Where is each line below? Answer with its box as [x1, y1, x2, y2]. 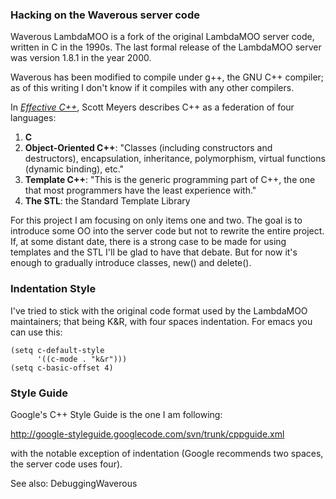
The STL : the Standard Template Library [24, 195, 191, 207]
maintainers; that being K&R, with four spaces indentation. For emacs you [10, 315, 313, 327]
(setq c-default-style [10, 345, 105, 355]
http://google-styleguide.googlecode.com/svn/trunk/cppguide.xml [10, 428, 285, 440]
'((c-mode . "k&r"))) [36, 354, 128, 364]
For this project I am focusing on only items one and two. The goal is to [10, 214, 303, 227]
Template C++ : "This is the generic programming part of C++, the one [24, 174, 316, 186]
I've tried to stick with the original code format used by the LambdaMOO [10, 304, 308, 317]
